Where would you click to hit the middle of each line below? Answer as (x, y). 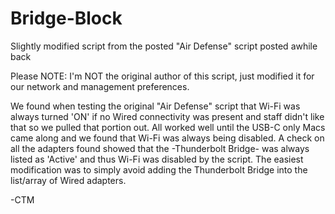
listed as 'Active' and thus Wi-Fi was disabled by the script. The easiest (157, 159)
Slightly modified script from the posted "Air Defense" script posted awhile (164, 46)
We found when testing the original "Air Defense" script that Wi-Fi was (155, 106)
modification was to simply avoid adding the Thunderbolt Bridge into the (159, 169)
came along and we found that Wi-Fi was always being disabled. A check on (167, 138)
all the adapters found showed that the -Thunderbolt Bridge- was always (160, 148)
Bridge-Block (66, 18)
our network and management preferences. (100, 86)
